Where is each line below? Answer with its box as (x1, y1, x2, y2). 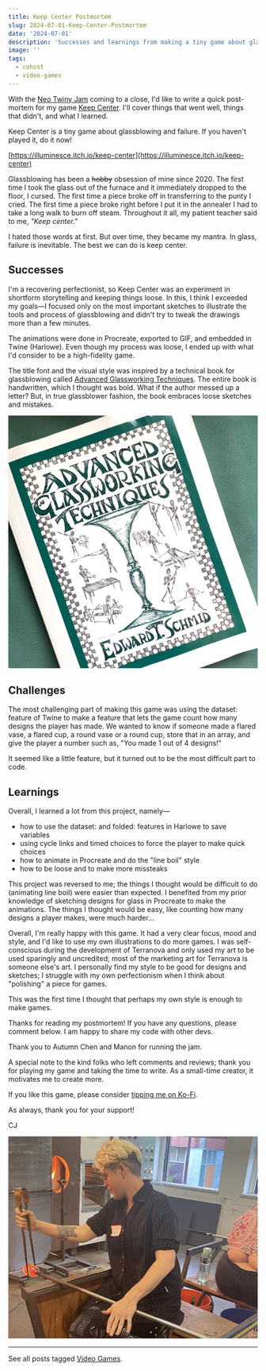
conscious (8, 945, 42, 955)
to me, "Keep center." (8, 216, 78, 226)
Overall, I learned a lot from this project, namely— (8, 806, 170, 816)
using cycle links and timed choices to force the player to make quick (19, 839, 245, 848)
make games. (8, 1003, 52, 1013)
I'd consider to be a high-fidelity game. (8, 350, 135, 360)
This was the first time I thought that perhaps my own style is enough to (8, 994, 243, 1004)
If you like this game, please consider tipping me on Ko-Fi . (8, 1090, 198, 1099)
